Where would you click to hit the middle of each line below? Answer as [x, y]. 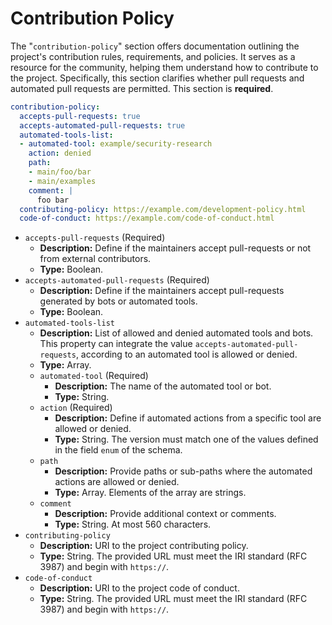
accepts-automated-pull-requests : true [102, 125]
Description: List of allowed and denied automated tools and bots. [176, 333]
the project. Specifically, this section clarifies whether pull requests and [157, 78]
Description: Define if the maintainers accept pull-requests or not [175, 248]
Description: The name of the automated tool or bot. [163, 386]
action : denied [60, 153]
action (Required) [76, 408]
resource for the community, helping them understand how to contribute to [164, 67]
